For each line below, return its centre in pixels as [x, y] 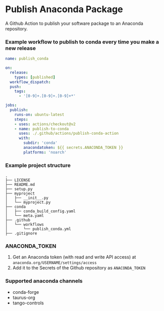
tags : [20, 91]
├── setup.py [19, 189]
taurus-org [24, 297]
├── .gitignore [21, 234]
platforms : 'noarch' [45, 152]
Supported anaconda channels [44, 281]
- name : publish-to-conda [42, 129]
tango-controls [28, 303]
